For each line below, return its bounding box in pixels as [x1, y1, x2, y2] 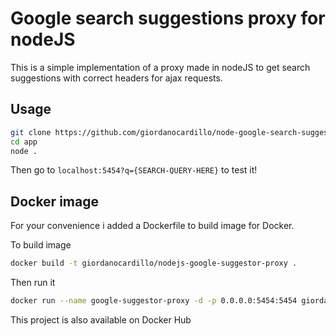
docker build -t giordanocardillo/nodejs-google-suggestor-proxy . [10, 258, 298, 269]
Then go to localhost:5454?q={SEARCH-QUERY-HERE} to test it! [10, 164, 258, 176]
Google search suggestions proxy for [10, 7, 326, 30]
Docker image [10, 193, 99, 210]
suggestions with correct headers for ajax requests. [10, 72, 223, 84]
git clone [10, 127, 52, 137]
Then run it [10, 277, 56, 289]
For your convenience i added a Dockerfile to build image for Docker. [10, 220, 295, 232]
